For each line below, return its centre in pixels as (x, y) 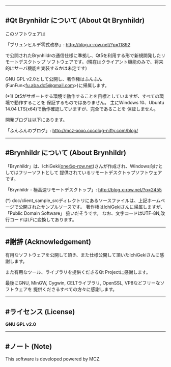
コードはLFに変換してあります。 (43, 219)
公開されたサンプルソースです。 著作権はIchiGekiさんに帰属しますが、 (92, 207)
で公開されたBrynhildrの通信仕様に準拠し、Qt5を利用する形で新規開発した (83, 55)
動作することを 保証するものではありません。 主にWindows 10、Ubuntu (89, 102)
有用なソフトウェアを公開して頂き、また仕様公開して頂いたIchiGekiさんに (83, 255)
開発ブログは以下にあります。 (36, 120)
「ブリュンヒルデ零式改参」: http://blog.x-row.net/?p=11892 (68, 44)
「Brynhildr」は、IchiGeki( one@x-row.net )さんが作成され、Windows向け (82, 166)
